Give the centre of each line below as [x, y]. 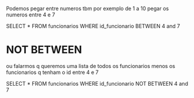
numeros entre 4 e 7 [31, 15]
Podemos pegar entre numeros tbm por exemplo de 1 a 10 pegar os [88, 9]
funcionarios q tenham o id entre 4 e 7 [52, 72]
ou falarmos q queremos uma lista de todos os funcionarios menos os [91, 66]
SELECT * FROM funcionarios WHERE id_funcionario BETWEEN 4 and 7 [93, 26]
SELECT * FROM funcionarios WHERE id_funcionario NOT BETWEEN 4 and [97, 83]
